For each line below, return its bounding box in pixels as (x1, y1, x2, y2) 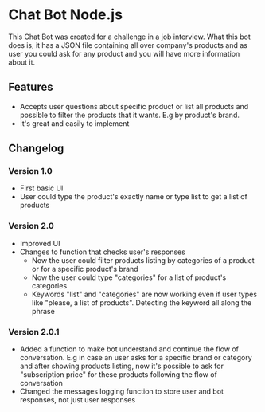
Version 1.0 (8, 166, 53, 177)
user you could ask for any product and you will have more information (8, 49, 240, 58)
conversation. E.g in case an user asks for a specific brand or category (19, 353, 252, 363)
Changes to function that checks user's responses (19, 247, 185, 257)
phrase (31, 306, 56, 316)
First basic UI (19, 183, 64, 193)
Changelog (8, 142, 64, 155)
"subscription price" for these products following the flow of (19, 370, 217, 379)
